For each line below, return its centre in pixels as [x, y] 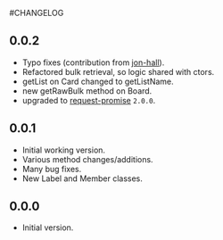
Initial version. [48, 228]
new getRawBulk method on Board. [87, 91]
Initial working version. [63, 150]
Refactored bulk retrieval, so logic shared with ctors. [118, 71]
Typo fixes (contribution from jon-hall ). [93, 62]
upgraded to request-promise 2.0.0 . [89, 100]
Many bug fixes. [52, 169]
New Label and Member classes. [82, 178]
